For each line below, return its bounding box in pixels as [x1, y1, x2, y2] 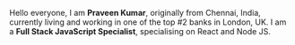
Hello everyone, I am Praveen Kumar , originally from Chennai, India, [9, 8, 262, 18]
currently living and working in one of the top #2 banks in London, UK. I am [9, 17, 287, 27]
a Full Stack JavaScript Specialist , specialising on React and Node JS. [9, 26, 272, 36]
